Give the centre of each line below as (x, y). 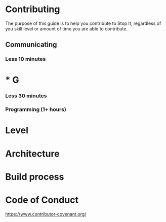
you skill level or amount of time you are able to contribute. (67, 28)
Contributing (33, 9)
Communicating (31, 45)
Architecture (32, 154)
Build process (35, 177)
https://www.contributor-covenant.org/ (46, 214)
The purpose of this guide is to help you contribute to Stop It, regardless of (83, 23)
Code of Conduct (42, 200)
